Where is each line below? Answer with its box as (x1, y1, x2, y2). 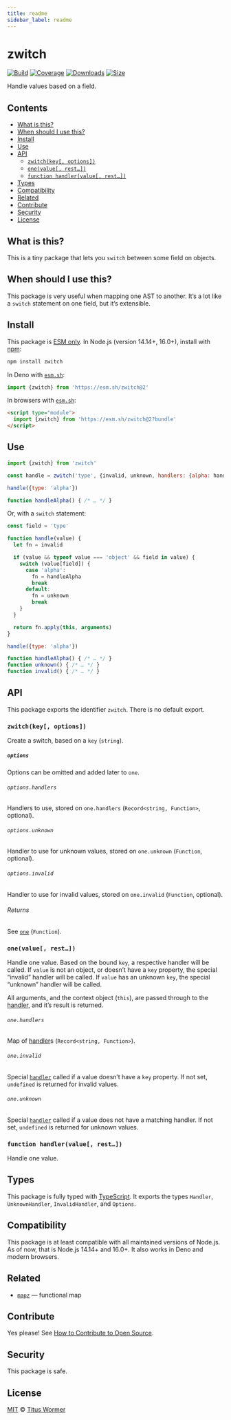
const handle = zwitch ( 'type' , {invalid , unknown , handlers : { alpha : (7, 472, 211, 479)
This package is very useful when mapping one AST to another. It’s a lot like (7, 292, 222, 300)
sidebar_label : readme (7, 17, 72, 23)
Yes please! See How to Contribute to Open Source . (7, 1329, 154, 1337)
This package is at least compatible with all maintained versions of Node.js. (7, 1238, 221, 1246)
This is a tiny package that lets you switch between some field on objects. (7, 254, 217, 262)
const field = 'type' (7, 522, 69, 530)
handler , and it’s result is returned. (7, 1001, 104, 1009)
